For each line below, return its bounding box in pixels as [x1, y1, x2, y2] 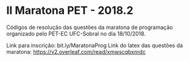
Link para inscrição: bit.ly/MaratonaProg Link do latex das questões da [6, 42, 183, 49]
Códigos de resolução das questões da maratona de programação [6, 24, 173, 31]
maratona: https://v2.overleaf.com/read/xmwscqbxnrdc [6, 48, 146, 55]
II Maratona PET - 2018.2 [6, 4, 134, 18]
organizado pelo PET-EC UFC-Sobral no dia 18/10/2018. [6, 30, 146, 37]
